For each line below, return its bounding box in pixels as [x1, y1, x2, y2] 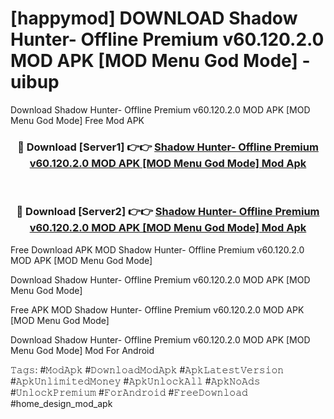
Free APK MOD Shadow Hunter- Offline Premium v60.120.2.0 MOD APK [10, 303, 305, 316]
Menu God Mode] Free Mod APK [10, 114, 145, 126]
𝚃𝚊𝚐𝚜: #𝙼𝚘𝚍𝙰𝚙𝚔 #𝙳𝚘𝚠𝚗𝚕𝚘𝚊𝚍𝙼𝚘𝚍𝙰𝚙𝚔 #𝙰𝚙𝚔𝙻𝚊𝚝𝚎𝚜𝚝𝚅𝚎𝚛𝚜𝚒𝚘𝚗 [10, 363, 285, 376]
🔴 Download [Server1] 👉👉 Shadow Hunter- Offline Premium [17, 140, 319, 154]
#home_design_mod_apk [10, 397, 113, 409]
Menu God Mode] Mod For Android [10, 344, 155, 356]
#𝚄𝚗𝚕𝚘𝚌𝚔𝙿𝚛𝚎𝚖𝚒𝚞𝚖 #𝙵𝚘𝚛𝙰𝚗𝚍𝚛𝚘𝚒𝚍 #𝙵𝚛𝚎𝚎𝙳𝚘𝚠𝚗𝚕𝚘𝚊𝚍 [10, 386, 248, 398]
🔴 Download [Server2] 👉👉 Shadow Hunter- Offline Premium [16, 205, 320, 219]
